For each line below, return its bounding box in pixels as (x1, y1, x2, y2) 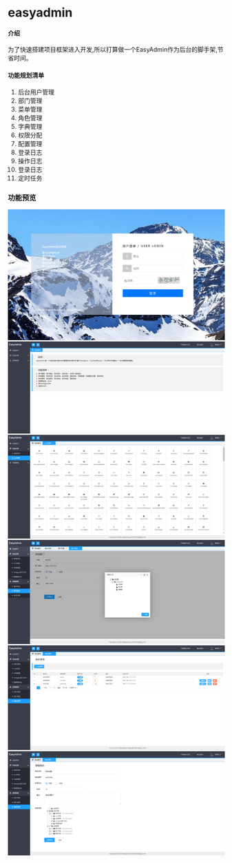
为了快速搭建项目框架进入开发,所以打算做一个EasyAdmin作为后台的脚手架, (8, 45, 218, 54)
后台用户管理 (17, 87, 54, 96)
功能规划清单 (8, 71, 44, 79)
